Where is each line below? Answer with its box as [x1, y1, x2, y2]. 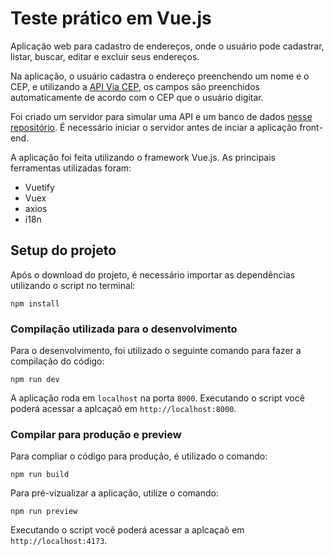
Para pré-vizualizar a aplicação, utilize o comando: [10, 487, 219, 499]
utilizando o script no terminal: [10, 279, 136, 291]
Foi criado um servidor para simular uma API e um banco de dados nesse [10, 110, 313, 122]
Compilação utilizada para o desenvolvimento [10, 322, 238, 336]
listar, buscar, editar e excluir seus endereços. [10, 50, 200, 62]
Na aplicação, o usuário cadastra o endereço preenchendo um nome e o [10, 70, 310, 82]
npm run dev [10, 375, 60, 385]
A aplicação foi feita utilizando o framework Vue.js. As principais [10, 151, 276, 163]
